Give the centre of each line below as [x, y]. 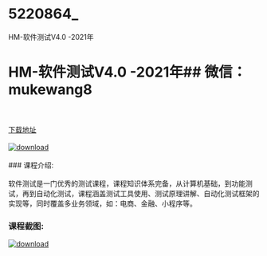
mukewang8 [51, 90]
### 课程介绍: [31, 165]
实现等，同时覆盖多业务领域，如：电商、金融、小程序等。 [102, 203]
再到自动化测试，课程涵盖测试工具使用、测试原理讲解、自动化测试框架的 [141, 193]
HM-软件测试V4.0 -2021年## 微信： [128, 72]
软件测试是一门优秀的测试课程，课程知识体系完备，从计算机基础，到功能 [127, 183]
